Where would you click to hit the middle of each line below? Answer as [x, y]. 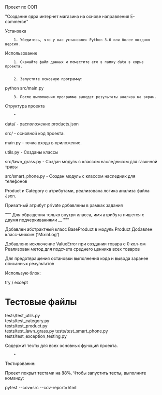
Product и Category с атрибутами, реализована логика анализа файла [77, 191]
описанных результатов [30, 264]
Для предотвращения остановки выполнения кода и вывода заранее [77, 258]
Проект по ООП [21, 7]
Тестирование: [20, 363]
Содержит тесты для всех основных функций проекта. [61, 345]
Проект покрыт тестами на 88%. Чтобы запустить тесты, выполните [76, 373]
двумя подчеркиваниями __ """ [37, 220]
